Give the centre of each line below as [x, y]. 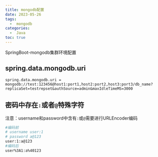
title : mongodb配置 [25, 10]
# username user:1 [24, 132]
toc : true [15, 38]
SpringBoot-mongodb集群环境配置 [41, 52]
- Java [18, 33]
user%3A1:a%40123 [23, 151]
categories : [17, 28]
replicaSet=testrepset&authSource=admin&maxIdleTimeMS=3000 [69, 88]
